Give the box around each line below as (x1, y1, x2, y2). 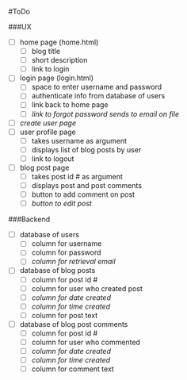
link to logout (31, 154, 74, 163)
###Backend (8, 214, 50, 225)
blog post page (19, 163, 70, 172)
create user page (19, 118, 77, 128)
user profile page (19, 127, 77, 136)
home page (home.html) (19, 37, 99, 47)
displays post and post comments (31, 181, 143, 190)
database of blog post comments (19, 319, 128, 328)
